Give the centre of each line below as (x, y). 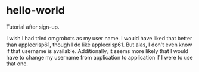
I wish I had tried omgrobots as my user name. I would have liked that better (99, 38)
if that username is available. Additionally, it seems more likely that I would (97, 51)
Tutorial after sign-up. (33, 27)
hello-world (36, 10)
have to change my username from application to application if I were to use (99, 57)
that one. (17, 64)
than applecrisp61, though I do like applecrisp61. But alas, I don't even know (99, 45)
